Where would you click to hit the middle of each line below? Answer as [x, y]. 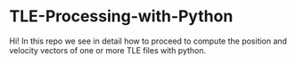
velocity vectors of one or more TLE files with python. [108, 50]
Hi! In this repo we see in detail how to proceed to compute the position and [148, 41]
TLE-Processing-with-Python [121, 16]
